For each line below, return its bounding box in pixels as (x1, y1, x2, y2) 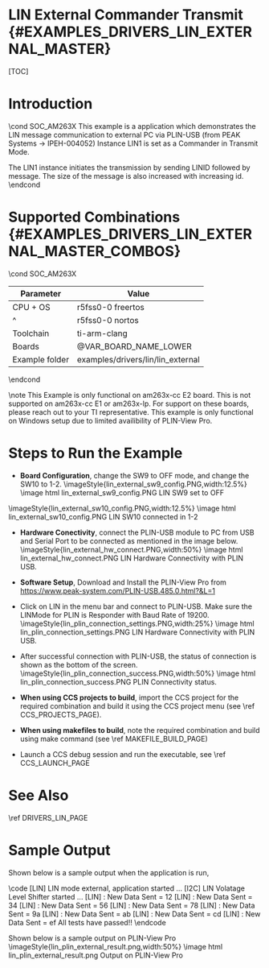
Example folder (12, 354, 70, 365)
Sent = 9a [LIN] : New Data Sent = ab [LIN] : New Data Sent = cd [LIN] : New (8, 908, 261, 919)
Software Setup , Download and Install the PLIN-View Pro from (19, 577, 227, 587)
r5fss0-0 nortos (76, 314, 139, 325)
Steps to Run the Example (8, 445, 183, 462)
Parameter (19, 288, 62, 299)
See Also (8, 786, 69, 805)
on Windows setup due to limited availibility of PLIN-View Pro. (8, 416, 213, 425)
